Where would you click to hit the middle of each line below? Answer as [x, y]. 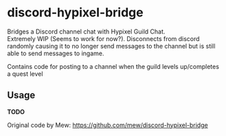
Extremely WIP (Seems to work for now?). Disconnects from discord [104, 38]
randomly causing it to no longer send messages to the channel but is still [111, 46]
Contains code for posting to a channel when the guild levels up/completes [113, 66]
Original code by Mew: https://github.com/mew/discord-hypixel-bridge [108, 125]
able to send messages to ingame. [56, 53]
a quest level [25, 74]
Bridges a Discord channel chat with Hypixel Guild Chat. [86, 31]
